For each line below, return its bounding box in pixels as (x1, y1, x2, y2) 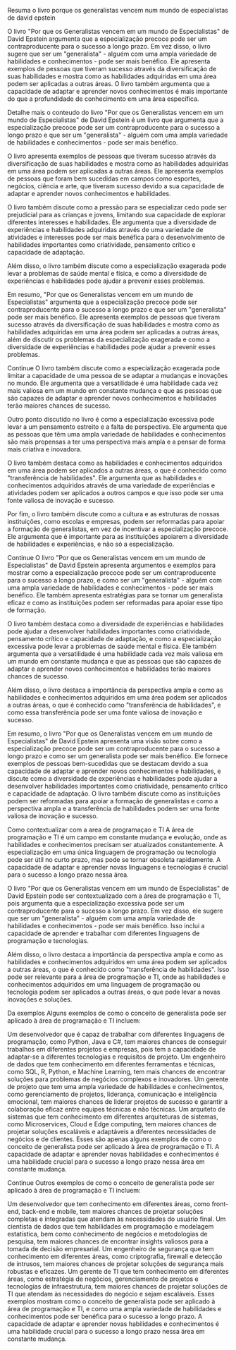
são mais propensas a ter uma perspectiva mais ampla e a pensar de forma (7, 437, 226, 446)
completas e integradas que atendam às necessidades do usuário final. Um (7, 1215, 226, 1223)
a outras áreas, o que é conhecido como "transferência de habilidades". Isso (7, 966, 230, 973)
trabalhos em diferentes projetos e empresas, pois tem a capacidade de (7, 1045, 216, 1053)
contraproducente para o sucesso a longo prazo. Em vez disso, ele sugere (7, 906, 223, 915)
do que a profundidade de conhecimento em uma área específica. (7, 95, 199, 103)
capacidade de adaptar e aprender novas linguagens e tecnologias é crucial (7, 863, 228, 871)
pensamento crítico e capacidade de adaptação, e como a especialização (7, 635, 222, 643)
